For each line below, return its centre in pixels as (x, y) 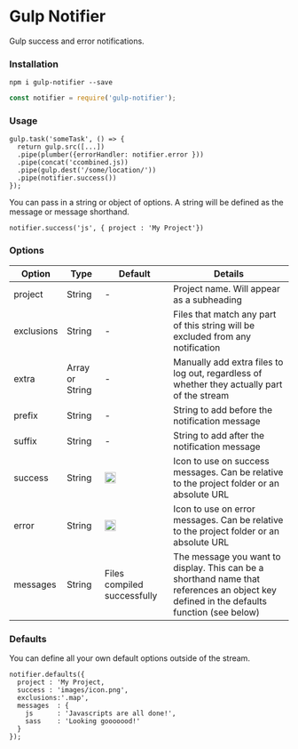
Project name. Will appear (227, 288)
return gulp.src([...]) (61, 147)
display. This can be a (218, 568)
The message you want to (227, 556)
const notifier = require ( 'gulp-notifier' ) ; (93, 98)
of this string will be (214, 325)
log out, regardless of (217, 373)
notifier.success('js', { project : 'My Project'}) (106, 229)
